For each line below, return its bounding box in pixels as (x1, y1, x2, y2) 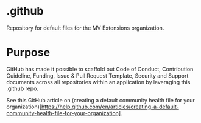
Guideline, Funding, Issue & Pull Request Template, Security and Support (6, 71, 189, 79)
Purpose (6, 45, 51, 59)
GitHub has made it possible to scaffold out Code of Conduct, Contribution (6, 65, 194, 73)
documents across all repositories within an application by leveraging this (6, 78, 191, 85)
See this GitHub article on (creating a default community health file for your (6, 96, 195, 104)
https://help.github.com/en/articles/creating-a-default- (41, 103, 180, 110)
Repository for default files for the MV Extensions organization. (6, 24, 164, 32)
